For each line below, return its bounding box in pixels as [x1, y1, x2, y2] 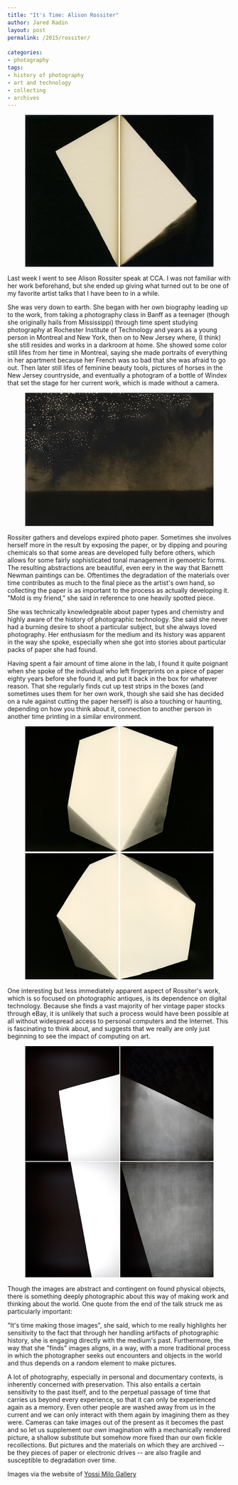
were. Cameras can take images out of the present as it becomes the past [7, 1418, 224, 1427]
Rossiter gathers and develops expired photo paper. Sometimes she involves [7, 533, 232, 542]
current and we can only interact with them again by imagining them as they [7, 1411, 229, 1419]
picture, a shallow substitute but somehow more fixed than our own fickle [7, 1433, 222, 1442]
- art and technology [7, 79, 72, 86]
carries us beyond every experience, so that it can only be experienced [7, 1395, 216, 1404]
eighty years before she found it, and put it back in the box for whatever [7, 674, 218, 683]
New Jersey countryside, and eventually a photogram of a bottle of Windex [7, 371, 227, 379]
